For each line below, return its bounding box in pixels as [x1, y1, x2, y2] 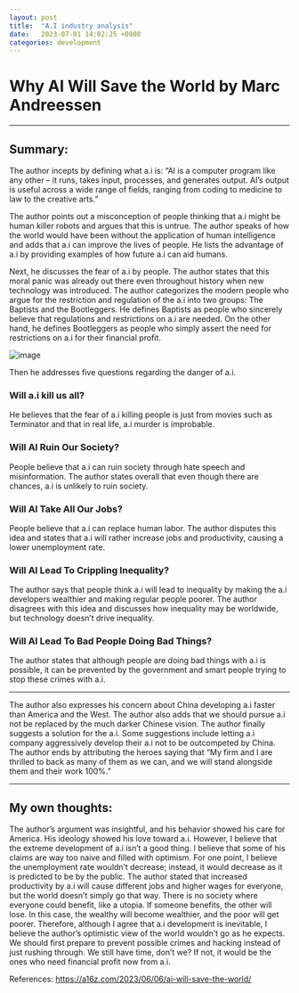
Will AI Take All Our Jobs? [9, 503, 123, 515]
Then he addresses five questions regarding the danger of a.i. [9, 367, 237, 377]
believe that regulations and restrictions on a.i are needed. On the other [9, 314, 271, 324]
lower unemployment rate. [9, 541, 106, 553]
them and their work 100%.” [9, 766, 111, 776]
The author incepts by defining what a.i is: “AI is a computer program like [9, 166, 276, 176]
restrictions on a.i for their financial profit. [9, 332, 162, 343]
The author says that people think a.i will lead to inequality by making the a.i [9, 585, 287, 595]
